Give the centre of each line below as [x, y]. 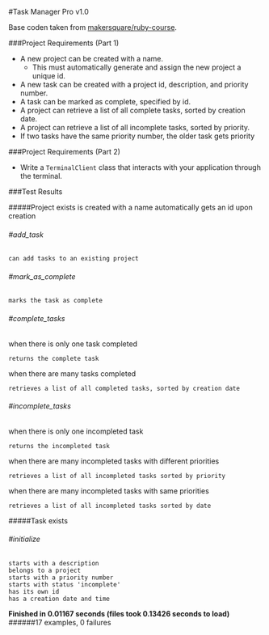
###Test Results [36, 192]
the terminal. [41, 176]
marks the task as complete [56, 301]
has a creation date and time [59, 599]
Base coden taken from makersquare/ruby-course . [93, 27]
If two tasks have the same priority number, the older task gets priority [137, 136]
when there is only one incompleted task [76, 431]
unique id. [49, 76]
